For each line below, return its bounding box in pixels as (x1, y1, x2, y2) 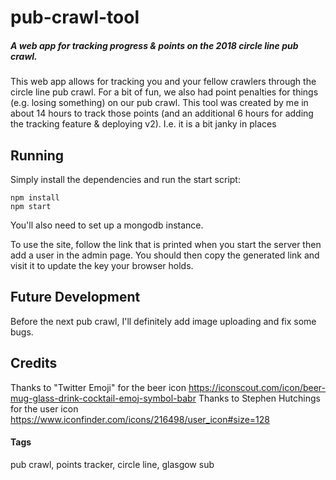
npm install (10, 192, 60, 203)
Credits (10, 355, 58, 372)
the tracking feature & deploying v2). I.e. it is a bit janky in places (10, 118, 277, 130)
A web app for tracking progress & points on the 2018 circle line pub (10, 39, 299, 51)
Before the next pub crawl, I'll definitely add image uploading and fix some (10, 315, 317, 327)
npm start (10, 201, 52, 211)
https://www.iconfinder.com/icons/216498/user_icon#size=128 (10, 413, 270, 425)
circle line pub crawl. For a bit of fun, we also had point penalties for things (10, 86, 319, 98)
